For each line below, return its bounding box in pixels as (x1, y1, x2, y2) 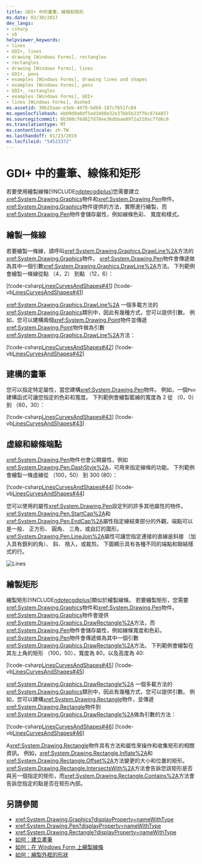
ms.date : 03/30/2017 (6, 15, 59, 21)
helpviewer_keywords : (6, 37, 61, 43)
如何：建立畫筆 (15, 836, 53, 843)
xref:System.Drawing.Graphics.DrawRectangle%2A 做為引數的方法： (6, 711, 177, 718)
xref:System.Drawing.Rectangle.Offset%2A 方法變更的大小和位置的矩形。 (6, 757, 188, 764)
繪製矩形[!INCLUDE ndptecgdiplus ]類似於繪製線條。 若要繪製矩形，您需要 (6, 596, 189, 603)
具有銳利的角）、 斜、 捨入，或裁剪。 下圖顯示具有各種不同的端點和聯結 (11, 540, 189, 548)
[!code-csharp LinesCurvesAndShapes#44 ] (6, 483, 114, 491)
